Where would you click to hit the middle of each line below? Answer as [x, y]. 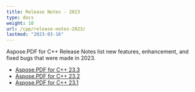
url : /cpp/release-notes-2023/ [46, 29]
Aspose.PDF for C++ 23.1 [47, 83]
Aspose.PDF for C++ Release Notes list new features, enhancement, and [97, 51]
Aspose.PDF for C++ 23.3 [48, 70]
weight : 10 [20, 23]
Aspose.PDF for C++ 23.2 [48, 76]
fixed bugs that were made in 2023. [51, 58]
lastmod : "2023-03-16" [35, 34]
